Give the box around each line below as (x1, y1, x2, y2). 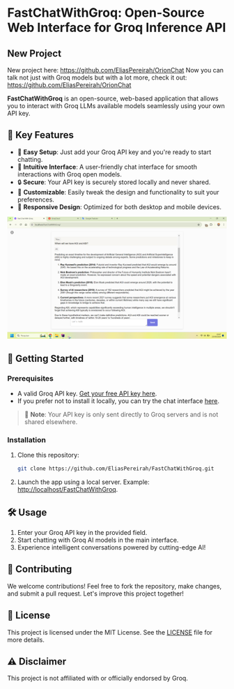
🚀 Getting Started (7, 352, 84, 364)
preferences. (17, 195, 54, 204)
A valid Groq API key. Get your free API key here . (17, 389, 157, 398)
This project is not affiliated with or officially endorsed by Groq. (7, 674, 188, 683)
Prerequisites (7, 373, 54, 383)
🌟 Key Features (7, 129, 75, 141)
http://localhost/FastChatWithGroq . (17, 485, 118, 494)
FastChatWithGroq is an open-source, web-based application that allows (7, 94, 219, 103)
